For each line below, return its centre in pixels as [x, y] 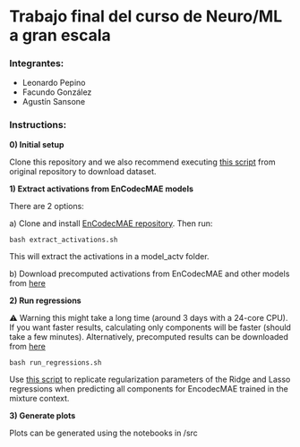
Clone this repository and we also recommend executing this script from [142, 162]
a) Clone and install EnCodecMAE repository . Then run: [111, 223]
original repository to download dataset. [83, 171]
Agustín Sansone [54, 102]
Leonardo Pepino [54, 83]
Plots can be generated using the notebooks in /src [104, 433]
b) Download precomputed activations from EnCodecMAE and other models [150, 274]
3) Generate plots [43, 415]
